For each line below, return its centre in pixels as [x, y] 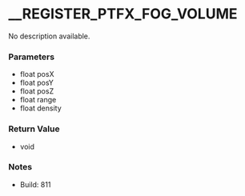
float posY [37, 83]
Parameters [31, 57]
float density [40, 108]
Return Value [34, 129]
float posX [37, 74]
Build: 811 [35, 184]
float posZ [37, 91]
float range [38, 100]
